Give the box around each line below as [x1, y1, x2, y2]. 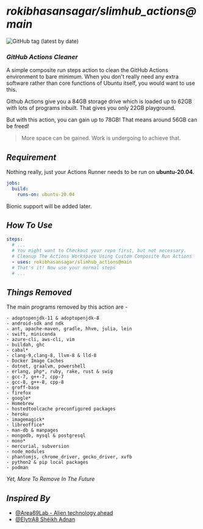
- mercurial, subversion [6, 444, 69, 450]
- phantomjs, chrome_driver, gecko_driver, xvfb [6, 454, 132, 460]
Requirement [6, 152, 57, 162]
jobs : [6, 180, 20, 187]
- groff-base [6, 384, 40, 391]
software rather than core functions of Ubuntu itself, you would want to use [6, 79, 195, 87]
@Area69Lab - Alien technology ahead [15, 509, 113, 517]
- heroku [6, 411, 29, 417]
